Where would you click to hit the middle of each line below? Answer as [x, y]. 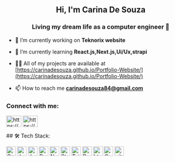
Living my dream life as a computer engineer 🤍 [101, 27]
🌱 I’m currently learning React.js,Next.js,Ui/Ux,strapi [81, 52]
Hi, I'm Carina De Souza [101, 10]
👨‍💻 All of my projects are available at [60, 63]
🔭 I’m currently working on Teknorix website [70, 40]
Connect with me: [33, 106]
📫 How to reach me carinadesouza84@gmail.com [79, 88]
